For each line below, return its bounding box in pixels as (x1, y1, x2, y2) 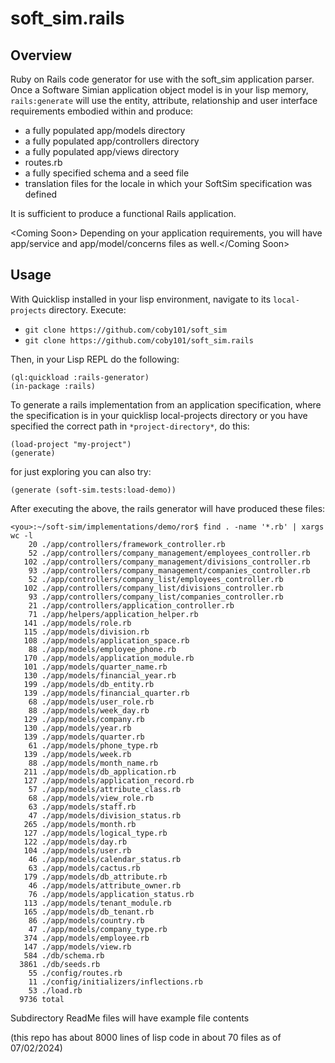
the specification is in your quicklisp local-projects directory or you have (10, 409, 308, 421)
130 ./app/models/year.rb (23, 723, 132, 733)
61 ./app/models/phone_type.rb (28, 740, 159, 751)
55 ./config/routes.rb (28, 968, 123, 978)
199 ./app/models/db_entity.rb (23, 679, 155, 689)
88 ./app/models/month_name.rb (28, 758, 159, 768)
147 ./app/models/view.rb (23, 942, 132, 952)
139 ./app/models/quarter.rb (23, 732, 145, 742)
